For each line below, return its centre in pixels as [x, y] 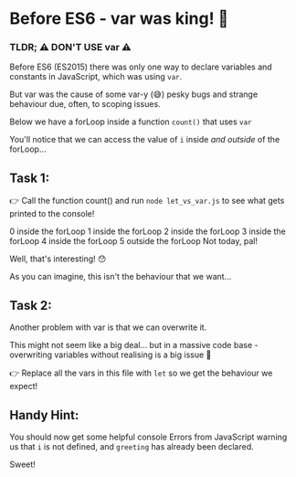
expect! [24, 387]
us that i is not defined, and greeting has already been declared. [132, 446]
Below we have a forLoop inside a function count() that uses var [131, 122]
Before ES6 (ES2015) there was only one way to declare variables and [141, 67]
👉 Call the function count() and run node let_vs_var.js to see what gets [147, 201]
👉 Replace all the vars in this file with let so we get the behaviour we [141, 373]
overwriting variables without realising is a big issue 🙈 [111, 355]
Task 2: [31, 305]
